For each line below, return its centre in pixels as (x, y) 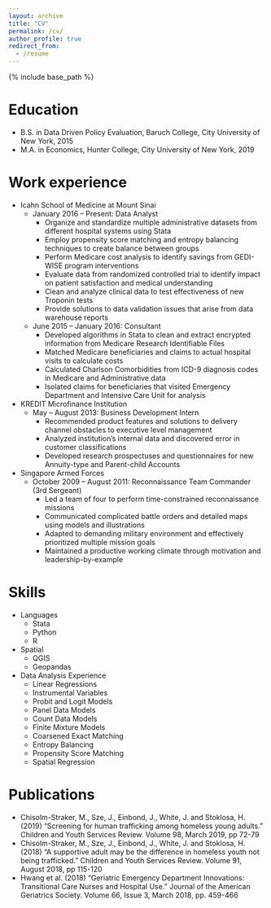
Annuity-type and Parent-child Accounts (112, 464)
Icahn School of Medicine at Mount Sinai (88, 205)
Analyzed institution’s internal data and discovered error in (142, 438)
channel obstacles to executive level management (129, 430)
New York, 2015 (46, 141)
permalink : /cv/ (36, 31)
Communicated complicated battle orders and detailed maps (146, 516)
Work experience (68, 183)
